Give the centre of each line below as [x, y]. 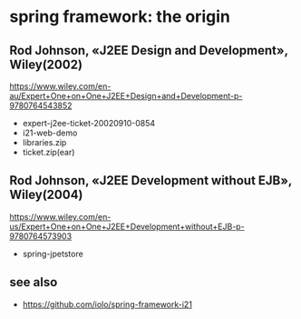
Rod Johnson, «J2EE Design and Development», [149, 50]
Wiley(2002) [46, 64]
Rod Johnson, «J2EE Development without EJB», [151, 180]
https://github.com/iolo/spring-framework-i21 [107, 304]
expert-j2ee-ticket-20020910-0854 [89, 123]
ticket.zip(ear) [49, 152]
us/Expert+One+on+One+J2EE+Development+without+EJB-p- [127, 226]
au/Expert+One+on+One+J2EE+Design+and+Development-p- [126, 96]
